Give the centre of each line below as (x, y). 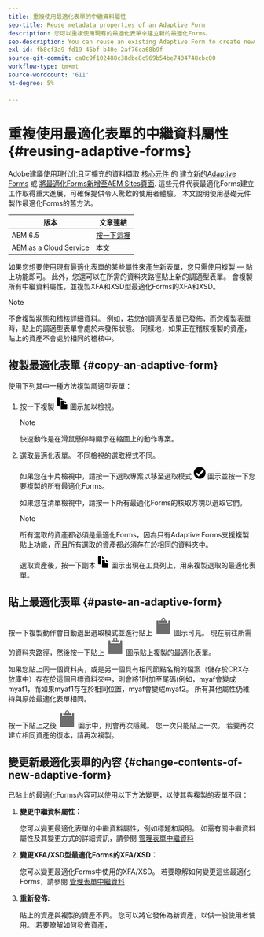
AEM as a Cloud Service (50, 247)
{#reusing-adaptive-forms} (100, 151)
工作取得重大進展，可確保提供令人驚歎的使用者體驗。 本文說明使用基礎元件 (130, 194)
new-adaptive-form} (60, 775)
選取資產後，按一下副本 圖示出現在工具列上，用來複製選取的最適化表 (137, 565)
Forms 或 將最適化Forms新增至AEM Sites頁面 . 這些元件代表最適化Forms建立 (131, 184)
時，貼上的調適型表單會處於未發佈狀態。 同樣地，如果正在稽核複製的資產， (130, 328)
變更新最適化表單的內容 (65, 762)
